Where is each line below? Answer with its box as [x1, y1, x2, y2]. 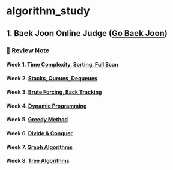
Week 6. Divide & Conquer [6, 130, 73, 137]
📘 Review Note [6, 46, 50, 55]
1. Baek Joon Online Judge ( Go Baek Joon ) [6, 28, 168, 38]
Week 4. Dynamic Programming [6, 102, 87, 109]
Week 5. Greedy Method [6, 116, 68, 123]
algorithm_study [6, 4, 90, 18]
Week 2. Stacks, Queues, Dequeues [6, 74, 98, 82]
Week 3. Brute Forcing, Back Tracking [6, 88, 102, 96]
